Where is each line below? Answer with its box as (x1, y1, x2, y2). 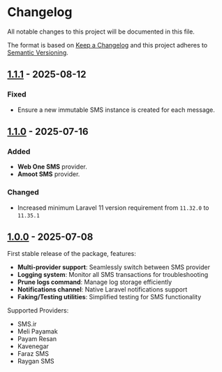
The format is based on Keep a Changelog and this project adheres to (7, 41, 208, 49)
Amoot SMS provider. (17, 170, 80, 178)
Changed (7, 187, 40, 197)
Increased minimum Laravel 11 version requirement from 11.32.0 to (17, 203, 209, 212)
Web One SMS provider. (17, 162, 87, 171)
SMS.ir (17, 320, 37, 329)
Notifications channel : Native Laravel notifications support (17, 285, 188, 294)
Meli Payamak (17, 327, 58, 336)
